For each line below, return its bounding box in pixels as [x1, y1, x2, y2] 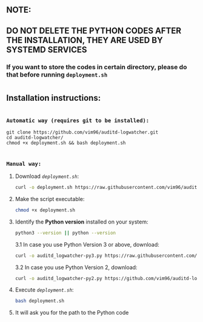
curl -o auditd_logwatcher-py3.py [15, 252, 102, 259]
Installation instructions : [6, 92, 101, 103]
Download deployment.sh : [15, 173, 79, 180]
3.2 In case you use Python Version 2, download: [15, 264, 138, 271]
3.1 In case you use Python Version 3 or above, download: [15, 241, 159, 248]
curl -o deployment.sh [15, 185, 73, 191]
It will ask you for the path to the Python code [15, 309, 129, 317]
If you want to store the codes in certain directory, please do [6, 63, 187, 71]
